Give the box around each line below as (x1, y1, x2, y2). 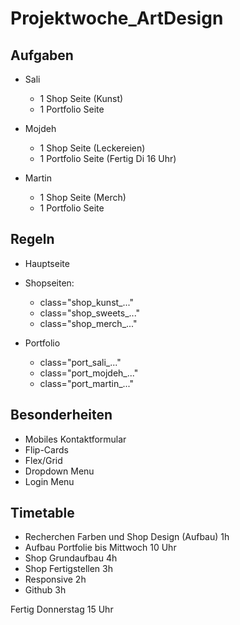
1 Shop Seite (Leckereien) (39, 142, 146, 154)
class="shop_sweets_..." (39, 307, 141, 319)
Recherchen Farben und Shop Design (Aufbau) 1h (24, 531, 230, 543)
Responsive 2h (24, 573, 87, 586)
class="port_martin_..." (39, 377, 135, 389)
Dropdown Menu (24, 465, 95, 477)
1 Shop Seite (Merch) (39, 192, 127, 203)
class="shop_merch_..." (39, 317, 138, 329)
